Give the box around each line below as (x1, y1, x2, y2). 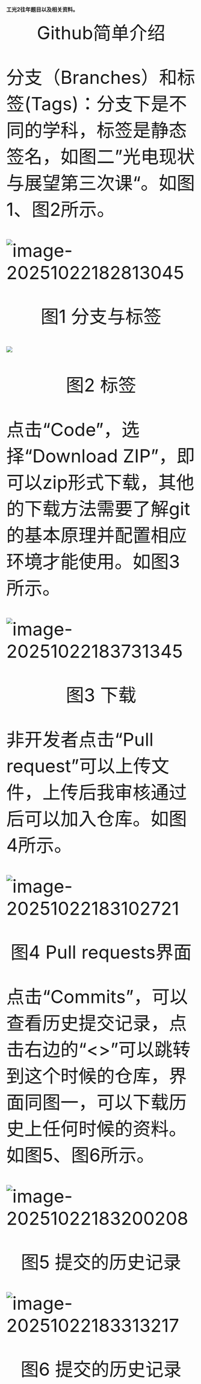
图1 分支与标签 (40, 305, 162, 328)
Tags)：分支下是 (31, 92, 170, 115)
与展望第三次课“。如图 (6, 171, 196, 194)
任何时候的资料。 (42, 1117, 188, 1140)
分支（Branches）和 (6, 66, 178, 89)
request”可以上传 (6, 754, 152, 777)
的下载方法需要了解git (6, 497, 191, 520)
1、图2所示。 (6, 198, 116, 221)
